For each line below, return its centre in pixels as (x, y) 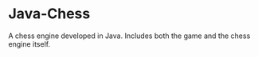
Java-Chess (49, 14)
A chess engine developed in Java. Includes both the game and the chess (129, 36)
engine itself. (29, 44)
